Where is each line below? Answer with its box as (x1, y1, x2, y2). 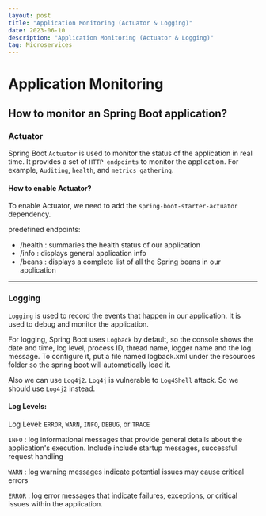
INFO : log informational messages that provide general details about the (8, 434, 243, 444)
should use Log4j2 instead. (8, 384, 96, 393)
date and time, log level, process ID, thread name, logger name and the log (8, 342, 252, 353)
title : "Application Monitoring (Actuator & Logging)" (8, 19, 193, 27)
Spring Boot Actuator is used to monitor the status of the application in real (8, 148, 253, 158)
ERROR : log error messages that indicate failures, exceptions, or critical (8, 491, 237, 500)
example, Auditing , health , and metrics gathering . (8, 166, 174, 174)
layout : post (8, 11, 51, 20)
